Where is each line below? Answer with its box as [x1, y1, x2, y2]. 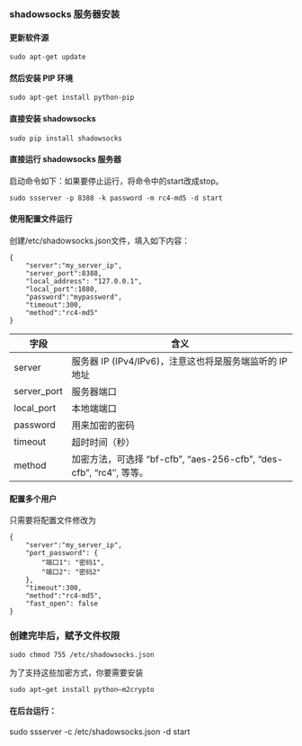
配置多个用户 [9, 493, 57, 504]
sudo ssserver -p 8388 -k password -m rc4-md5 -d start [9, 193, 223, 202]
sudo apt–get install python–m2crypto [9, 686, 155, 695]
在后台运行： [9, 706, 57, 716]
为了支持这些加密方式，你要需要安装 [9, 668, 144, 679]
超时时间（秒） [71, 436, 135, 448]
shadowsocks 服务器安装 [9, 7, 120, 20]
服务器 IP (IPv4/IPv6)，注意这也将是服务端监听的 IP [71, 355, 288, 367]
